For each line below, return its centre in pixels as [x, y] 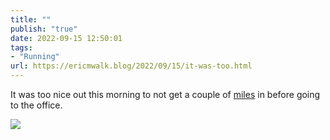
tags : [21, 47]
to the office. [36, 105]
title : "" [31, 19]
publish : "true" [44, 29]
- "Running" [35, 57]
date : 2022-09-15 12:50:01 [66, 38]
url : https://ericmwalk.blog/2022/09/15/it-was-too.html [131, 66]
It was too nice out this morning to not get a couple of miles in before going [165, 94]
